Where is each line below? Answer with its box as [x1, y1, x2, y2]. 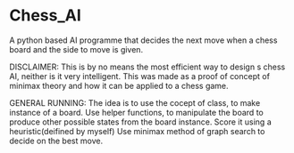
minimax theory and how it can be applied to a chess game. [9, 80, 230, 91]
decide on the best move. [9, 135, 104, 146]
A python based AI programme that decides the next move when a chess [9, 35, 278, 45]
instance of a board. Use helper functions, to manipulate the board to [9, 107, 264, 117]
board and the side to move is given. [9, 44, 144, 54]
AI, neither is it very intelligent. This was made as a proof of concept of [9, 70, 271, 81]
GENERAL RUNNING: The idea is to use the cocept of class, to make [9, 97, 261, 108]
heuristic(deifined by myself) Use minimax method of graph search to [9, 125, 265, 136]
